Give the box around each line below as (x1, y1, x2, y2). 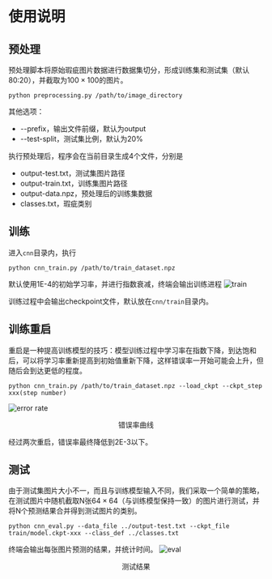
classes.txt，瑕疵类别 (19, 199, 92, 208)
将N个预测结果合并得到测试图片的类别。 (8, 506, 142, 516)
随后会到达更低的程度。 (8, 365, 87, 375)
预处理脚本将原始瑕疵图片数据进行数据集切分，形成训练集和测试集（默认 (8, 66, 249, 75)
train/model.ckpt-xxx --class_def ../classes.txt (8, 530, 180, 538)
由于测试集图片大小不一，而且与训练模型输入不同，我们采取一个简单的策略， (8, 486, 264, 496)
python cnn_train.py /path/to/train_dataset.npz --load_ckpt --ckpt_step (8, 381, 263, 390)
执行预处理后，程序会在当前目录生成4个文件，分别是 (8, 151, 184, 160)
